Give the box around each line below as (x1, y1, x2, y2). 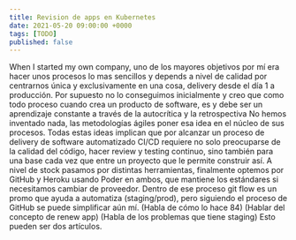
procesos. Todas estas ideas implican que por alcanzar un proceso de (9, 127, 265, 138)
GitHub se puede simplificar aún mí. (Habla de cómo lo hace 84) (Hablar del (9, 202, 285, 213)
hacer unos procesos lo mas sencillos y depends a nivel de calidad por (9, 71, 268, 82)
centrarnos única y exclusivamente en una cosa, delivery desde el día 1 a (9, 80, 276, 91)
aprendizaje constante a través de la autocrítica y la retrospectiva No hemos (9, 109, 287, 119)
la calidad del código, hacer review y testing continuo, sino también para (9, 146, 274, 157)
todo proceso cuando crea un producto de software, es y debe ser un (9, 99, 263, 110)
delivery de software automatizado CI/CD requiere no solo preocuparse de (9, 137, 281, 147)
